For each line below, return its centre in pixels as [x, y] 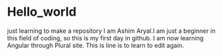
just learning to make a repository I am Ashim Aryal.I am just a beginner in [111, 31]
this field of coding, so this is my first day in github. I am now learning [106, 38]
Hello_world [42, 12]
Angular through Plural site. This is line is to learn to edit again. [96, 45]
